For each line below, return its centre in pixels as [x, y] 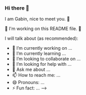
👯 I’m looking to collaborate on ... [46, 59]
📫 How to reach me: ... [36, 75]
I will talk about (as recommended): [41, 38]
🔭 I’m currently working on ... [42, 48]
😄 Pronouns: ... [28, 82]
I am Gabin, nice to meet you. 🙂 [37, 19]
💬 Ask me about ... [31, 69]
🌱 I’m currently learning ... [39, 54]
